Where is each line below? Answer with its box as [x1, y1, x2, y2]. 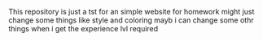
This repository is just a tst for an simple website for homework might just [8, 7, 255, 16]
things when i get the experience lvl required [8, 24, 159, 33]
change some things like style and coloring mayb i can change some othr [8, 15, 254, 25]
